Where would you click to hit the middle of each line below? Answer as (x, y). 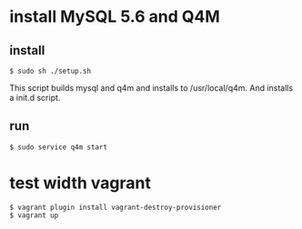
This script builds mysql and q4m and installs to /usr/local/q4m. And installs (151, 88)
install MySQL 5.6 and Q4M (115, 17)
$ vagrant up (34, 215)
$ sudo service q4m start (58, 147)
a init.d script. (35, 98)
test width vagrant (81, 183)
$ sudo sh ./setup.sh (50, 71)
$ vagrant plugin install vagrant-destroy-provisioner (116, 207)
